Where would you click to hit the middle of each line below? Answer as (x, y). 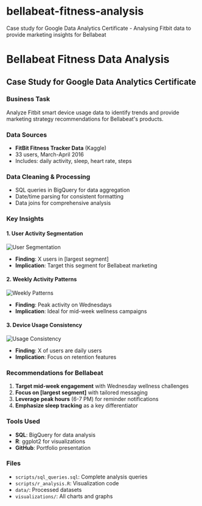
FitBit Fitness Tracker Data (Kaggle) (61, 148)
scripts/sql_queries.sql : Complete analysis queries (81, 477)
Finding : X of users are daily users (58, 350)
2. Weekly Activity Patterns (42, 280)
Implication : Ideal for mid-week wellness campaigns (81, 311)
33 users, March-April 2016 (49, 154)
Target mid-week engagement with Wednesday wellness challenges (102, 386)
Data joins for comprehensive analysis (63, 203)
